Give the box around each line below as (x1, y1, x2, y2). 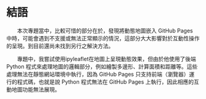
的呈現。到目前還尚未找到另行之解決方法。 (6, 42, 114, 50)
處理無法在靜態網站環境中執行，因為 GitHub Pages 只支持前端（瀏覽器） (6, 70, 189, 78)
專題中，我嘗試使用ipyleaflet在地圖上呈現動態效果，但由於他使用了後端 (17, 55, 196, 62)
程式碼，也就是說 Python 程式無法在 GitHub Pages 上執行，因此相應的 (17, 78, 194, 86)
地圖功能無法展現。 (11, 86, 60, 93)
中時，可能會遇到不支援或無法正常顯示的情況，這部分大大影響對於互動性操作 (6, 34, 200, 42)
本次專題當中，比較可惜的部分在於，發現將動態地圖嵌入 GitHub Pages (17, 27, 193, 34)
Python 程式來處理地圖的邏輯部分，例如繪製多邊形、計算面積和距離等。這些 (6, 62, 198, 70)
